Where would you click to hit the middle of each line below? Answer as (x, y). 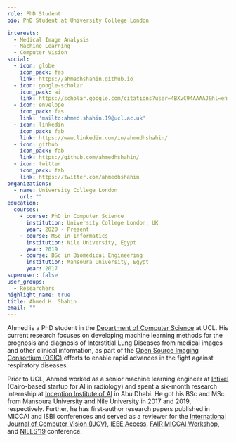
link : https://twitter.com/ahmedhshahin (80, 177)
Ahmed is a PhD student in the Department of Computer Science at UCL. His (118, 328)
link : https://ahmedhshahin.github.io (77, 79)
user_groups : (26, 282)
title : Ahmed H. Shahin (42, 301)
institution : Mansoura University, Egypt (87, 262)
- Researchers (34, 288)
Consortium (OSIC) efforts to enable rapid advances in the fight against (110, 358)
